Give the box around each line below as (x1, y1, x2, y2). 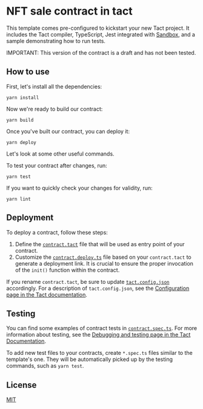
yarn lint (6, 196, 32, 202)
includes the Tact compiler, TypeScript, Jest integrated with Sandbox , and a (6, 30, 196, 38)
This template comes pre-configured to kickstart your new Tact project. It (6, 24, 190, 32)
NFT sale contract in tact (6, 4, 133, 18)
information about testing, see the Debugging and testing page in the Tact (6, 331, 191, 339)
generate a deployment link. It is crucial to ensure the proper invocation (15, 259, 194, 267)
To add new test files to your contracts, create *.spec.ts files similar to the (6, 349, 193, 357)
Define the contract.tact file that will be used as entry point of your (15, 240, 185, 247)
